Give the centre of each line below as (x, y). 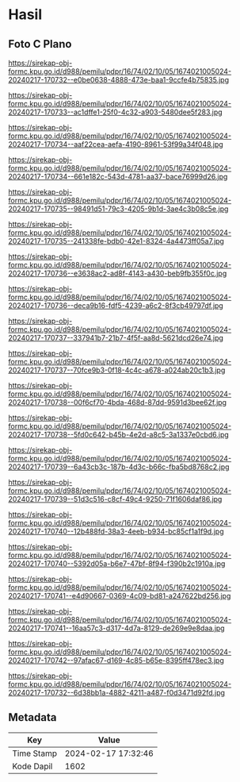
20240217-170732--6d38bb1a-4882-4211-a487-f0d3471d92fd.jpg (117, 693)
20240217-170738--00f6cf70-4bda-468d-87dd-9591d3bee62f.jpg (118, 402)
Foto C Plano (40, 44)
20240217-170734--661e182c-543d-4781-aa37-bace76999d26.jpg (118, 177)
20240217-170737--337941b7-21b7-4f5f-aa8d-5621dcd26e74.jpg (116, 338)
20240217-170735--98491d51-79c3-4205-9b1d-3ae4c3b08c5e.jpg (118, 209)
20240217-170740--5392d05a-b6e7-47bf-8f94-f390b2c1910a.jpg (117, 564)
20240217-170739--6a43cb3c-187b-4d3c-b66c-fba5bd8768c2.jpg (119, 467)
